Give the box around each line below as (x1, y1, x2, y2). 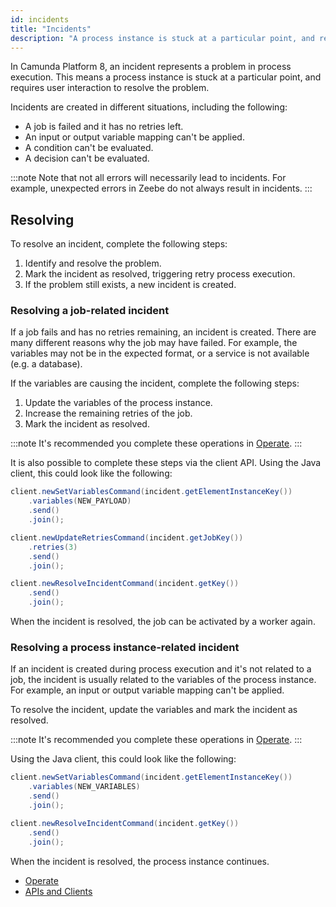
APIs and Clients (24, 885, 93, 897)
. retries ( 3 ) (28, 542, 78, 552)
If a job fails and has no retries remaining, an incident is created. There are (10, 326, 317, 338)
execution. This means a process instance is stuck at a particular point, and (10, 71, 322, 83)
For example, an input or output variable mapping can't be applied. (10, 684, 285, 696)
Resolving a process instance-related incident (10, 641, 240, 655)
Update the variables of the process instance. (24, 397, 213, 409)
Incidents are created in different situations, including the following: (10, 101, 288, 113)
